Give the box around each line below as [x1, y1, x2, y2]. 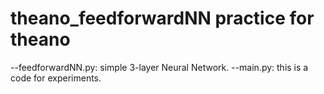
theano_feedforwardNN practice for [10, 7, 315, 30]
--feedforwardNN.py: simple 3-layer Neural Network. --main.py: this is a [10, 61, 309, 73]
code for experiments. [10, 72, 102, 84]
